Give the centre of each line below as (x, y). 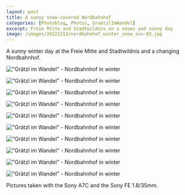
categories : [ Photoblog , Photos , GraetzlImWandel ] (71, 23)
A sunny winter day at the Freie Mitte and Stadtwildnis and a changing (93, 51)
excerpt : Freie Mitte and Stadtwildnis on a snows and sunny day (89, 28)
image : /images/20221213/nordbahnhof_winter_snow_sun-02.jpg (84, 34)
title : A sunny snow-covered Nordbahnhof (59, 17)
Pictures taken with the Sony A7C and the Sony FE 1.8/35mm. (82, 185)
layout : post (23, 12)
